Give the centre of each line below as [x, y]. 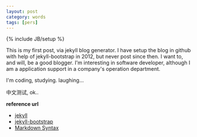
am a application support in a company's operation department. [83, 69]
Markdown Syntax [36, 128]
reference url [23, 104]
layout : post [22, 11]
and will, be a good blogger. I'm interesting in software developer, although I [98, 63]
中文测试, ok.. [23, 93]
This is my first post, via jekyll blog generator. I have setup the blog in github [98, 50]
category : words [26, 17]
